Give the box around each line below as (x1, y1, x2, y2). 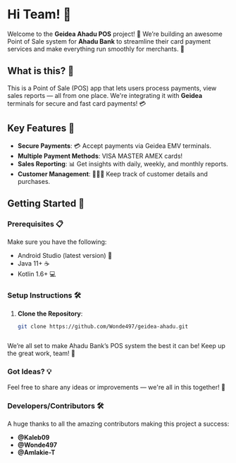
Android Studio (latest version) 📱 (17, 252, 113, 260)
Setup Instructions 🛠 (7, 290, 81, 300)
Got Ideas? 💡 (7, 366, 52, 376)
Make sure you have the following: (7, 237, 107, 246)
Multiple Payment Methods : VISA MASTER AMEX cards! (17, 152, 183, 160)
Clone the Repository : (17, 309, 83, 318)
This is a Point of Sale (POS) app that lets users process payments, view (7, 84, 217, 92)
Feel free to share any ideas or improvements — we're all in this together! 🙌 (7, 383, 225, 391)
